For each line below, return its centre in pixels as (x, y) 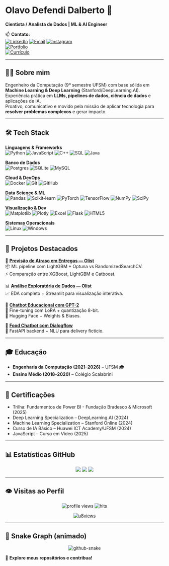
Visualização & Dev (26, 208)
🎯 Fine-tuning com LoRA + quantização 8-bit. (52, 310)
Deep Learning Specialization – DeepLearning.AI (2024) (70, 418)
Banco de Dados (23, 163)
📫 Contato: (18, 34)
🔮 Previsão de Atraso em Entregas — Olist (50, 261)
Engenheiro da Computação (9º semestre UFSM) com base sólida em (77, 85)
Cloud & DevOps (23, 178)
